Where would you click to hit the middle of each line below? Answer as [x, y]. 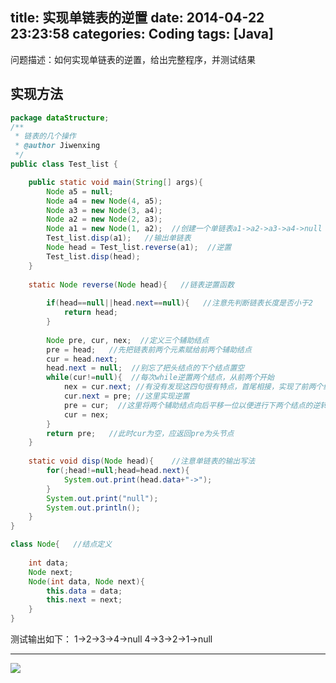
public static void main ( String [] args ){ [115, 182]
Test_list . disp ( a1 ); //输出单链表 [119, 238]
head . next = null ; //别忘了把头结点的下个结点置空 [145, 368]
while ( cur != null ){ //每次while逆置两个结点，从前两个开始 [160, 378]
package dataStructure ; [60, 118]
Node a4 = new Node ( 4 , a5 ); [104, 201]
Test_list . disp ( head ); [93, 256]
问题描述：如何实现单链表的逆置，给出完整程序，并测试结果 [133, 59]
